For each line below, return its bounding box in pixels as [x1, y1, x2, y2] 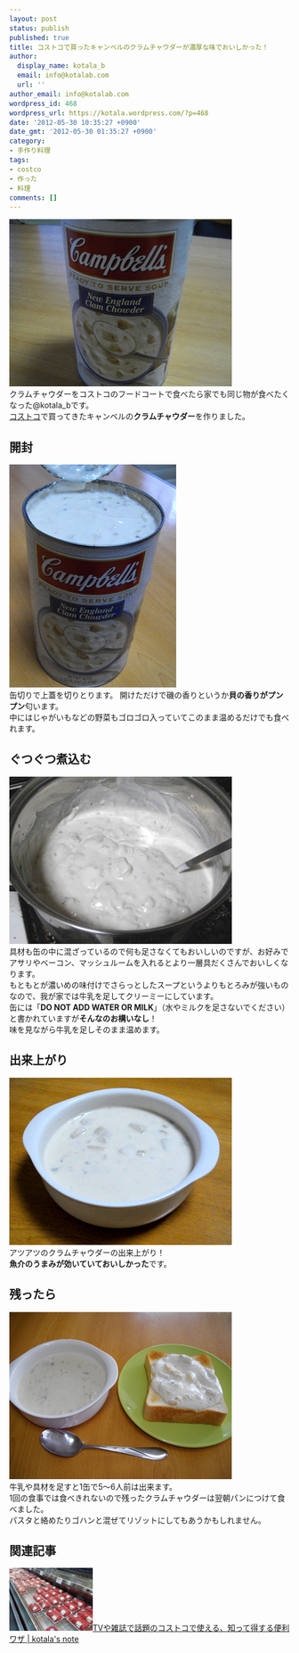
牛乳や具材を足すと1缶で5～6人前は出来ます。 [9, 1481, 178, 1492]
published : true [9, 33, 69, 42]
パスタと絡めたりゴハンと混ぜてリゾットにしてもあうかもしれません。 [9, 1515, 266, 1525]
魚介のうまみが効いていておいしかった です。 [9, 1258, 172, 1269]
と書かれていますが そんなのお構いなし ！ [9, 1012, 158, 1023]
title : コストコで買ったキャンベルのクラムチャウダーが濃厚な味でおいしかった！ [9, 43, 269, 52]
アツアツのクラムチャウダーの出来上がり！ [9, 1247, 166, 1258]
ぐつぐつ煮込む [9, 752, 92, 767]
